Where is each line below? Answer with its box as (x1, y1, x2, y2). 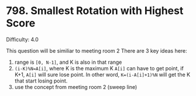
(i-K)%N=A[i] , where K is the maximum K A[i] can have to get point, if (14, 64, 184, 71)
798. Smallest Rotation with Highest (6, 4, 184, 18)
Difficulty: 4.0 (6, 36, 39, 43)
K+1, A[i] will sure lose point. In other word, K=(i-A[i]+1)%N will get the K (14, 71, 191, 78)
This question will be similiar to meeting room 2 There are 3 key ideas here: (6, 47, 187, 54)
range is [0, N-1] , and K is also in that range (14, 59, 122, 66)
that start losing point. (14, 77, 68, 84)
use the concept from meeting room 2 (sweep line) (14, 83, 137, 90)
